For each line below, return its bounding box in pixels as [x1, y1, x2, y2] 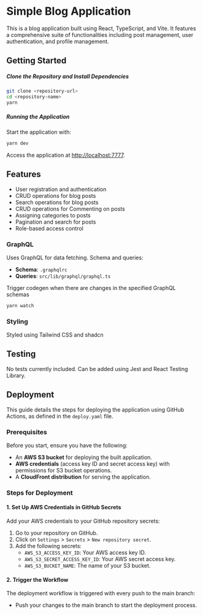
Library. [6, 372, 26, 379]
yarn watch [6, 302, 34, 308]
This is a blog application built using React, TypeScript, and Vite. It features [6, 25, 196, 32]
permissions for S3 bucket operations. [15, 466, 112, 474]
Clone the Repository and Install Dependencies [6, 72, 129, 80]
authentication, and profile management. [6, 37, 109, 45]
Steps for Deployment [6, 488, 74, 497]
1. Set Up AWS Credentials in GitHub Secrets [6, 504, 121, 511]
